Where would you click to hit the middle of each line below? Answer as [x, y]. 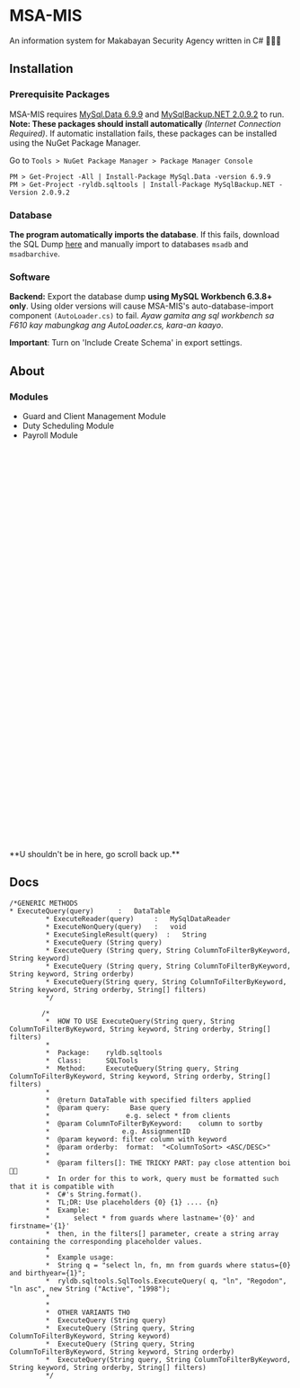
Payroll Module [50, 435]
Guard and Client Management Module [94, 416]
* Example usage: [80, 1257]
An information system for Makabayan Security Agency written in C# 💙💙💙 [145, 40]
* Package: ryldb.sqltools [104, 1052]
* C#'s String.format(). [94, 1194]
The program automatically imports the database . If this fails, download [145, 234]
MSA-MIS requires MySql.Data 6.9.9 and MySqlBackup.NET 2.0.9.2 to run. [147, 114]
